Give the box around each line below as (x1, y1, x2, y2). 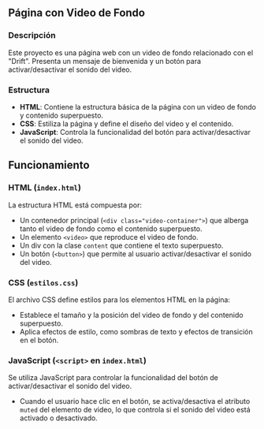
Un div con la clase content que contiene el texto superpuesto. (19, 241, 224, 250)
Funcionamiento (8, 159, 90, 172)
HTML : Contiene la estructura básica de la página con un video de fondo (19, 102, 256, 111)
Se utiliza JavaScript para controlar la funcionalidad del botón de (8, 373, 218, 382)
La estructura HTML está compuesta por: (8, 200, 143, 210)
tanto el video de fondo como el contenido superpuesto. (19, 224, 203, 233)
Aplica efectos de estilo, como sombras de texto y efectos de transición (19, 326, 254, 336)
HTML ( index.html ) (8, 182, 81, 193)
